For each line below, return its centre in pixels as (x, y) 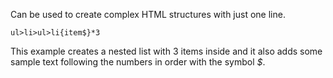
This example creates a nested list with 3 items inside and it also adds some (166, 51)
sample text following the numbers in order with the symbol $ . (138, 62)
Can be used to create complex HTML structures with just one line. (148, 14)
